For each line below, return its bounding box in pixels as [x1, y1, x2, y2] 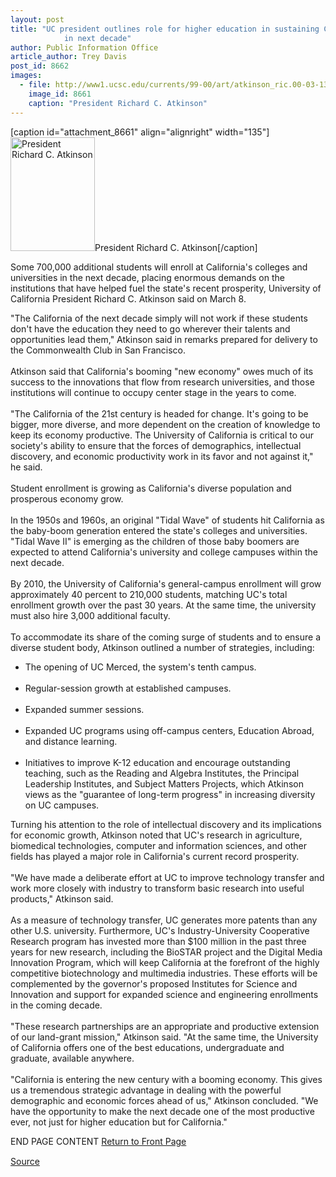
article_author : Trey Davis [10, 52, 128, 62]
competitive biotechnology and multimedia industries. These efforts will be [10, 967, 318, 979]
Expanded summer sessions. [24, 703, 145, 715]
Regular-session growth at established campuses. [24, 682, 232, 694]
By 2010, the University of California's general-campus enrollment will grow [10, 577, 322, 590]
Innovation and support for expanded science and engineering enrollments [10, 988, 319, 1000]
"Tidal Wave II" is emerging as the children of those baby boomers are [10, 535, 300, 547]
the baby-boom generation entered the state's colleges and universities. [10, 524, 308, 536]
